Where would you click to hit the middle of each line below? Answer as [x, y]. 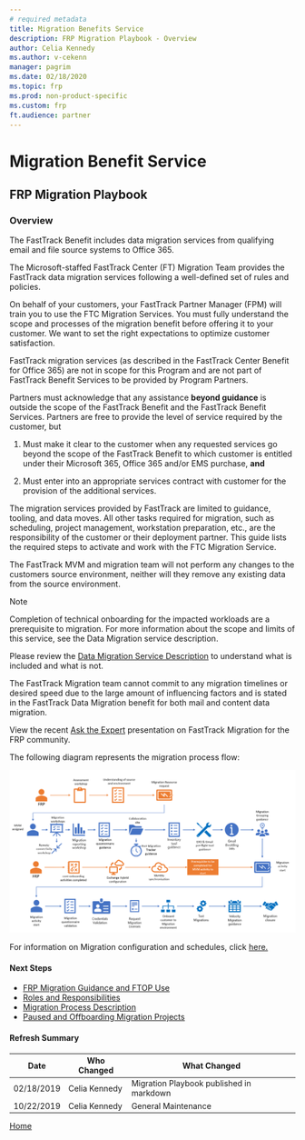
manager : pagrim [40, 67]
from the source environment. [65, 584]
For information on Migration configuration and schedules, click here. [139, 947]
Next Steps [31, 967]
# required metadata [49, 19]
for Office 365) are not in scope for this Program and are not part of [136, 370]
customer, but [35, 426]
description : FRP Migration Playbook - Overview [103, 38]
